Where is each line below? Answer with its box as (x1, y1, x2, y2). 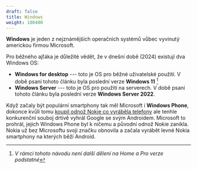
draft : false (6, 8, 38, 15)
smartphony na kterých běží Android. (6, 133, 96, 140)
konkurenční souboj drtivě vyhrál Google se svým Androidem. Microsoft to (6, 114, 186, 121)
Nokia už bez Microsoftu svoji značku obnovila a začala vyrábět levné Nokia (6, 127, 190, 134)
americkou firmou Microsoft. (6, 42, 75, 49)
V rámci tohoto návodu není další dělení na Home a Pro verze (14, 150, 164, 157)
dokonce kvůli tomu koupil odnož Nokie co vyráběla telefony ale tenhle (6, 108, 177, 115)
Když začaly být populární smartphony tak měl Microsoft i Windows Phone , (6, 102, 189, 109)
